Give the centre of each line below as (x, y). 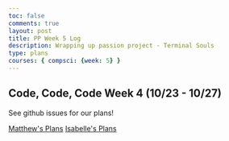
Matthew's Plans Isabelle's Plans (62, 128)
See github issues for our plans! (61, 113)
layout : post (30, 31)
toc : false (27, 16)
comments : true (34, 23)
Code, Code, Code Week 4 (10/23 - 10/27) (115, 93)
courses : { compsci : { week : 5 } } (65, 61)
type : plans (28, 53)
